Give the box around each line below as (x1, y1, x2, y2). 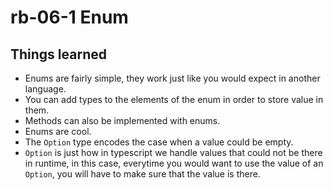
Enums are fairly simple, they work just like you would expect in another (24, 72, 321, 84)
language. (24, 83, 67, 95)
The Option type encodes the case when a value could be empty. (24, 136, 294, 148)
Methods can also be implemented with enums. (24, 115, 221, 126)
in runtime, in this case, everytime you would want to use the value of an (24, 157, 324, 169)
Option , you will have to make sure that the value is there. (24, 168, 261, 180)
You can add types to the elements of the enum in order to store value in (24, 94, 324, 105)
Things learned (10, 46, 107, 63)
